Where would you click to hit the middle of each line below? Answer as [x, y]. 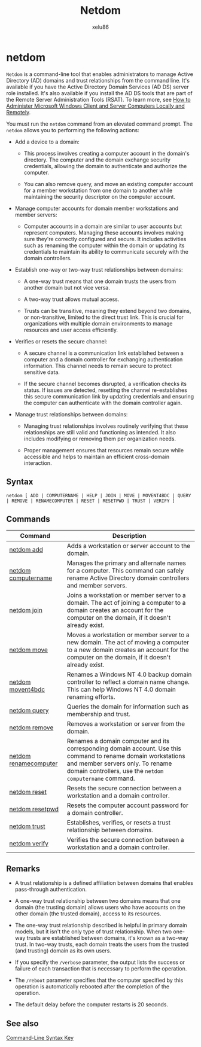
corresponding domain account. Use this [124, 748]
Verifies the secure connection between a [125, 840]
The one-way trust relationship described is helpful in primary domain [101, 926]
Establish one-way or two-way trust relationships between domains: [99, 269]
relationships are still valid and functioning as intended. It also [100, 432]
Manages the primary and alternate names [127, 563]
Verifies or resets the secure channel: [61, 341]
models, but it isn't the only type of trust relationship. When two [93, 932]
